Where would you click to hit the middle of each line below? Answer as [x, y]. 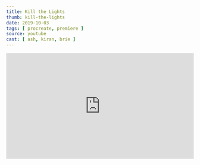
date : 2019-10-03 [28, 23]
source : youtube [26, 34]
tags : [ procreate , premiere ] [45, 28]
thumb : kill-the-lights [36, 17]
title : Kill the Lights [36, 12]
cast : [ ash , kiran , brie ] [41, 39]
